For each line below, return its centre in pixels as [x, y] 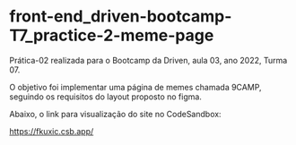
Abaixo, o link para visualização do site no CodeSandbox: [115, 114]
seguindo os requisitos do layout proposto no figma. [105, 97]
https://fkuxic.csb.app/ [52, 131]
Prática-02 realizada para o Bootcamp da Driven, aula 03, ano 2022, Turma [148, 60]
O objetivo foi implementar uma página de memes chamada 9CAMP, [135, 87]
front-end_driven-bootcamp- [121, 17]
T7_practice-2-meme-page [112, 35]
